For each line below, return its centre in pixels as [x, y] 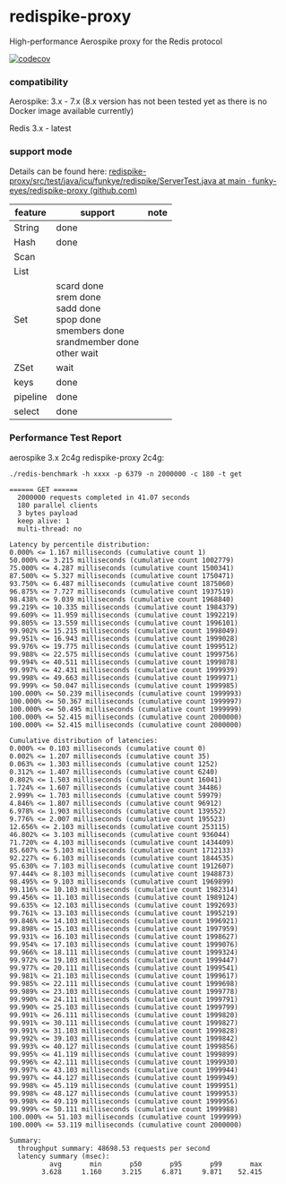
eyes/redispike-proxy [48, 190]
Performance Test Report [66, 438]
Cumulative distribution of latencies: [84, 740]
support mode [41, 151]
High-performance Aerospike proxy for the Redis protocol [116, 41]
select [27, 411]
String [26, 228]
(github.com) [113, 190]
